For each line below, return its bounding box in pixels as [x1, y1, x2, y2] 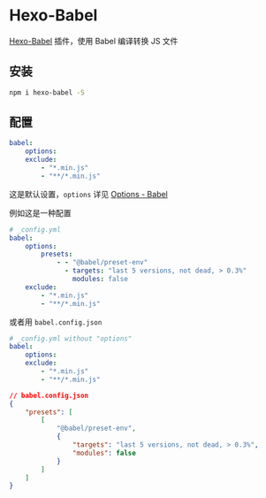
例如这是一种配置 [9, 207, 72, 218]
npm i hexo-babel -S [9, 88, 86, 97]
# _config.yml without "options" [9, 333, 133, 343]
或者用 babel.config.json [9, 316, 103, 327]
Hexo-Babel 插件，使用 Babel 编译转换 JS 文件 [9, 35, 179, 46]
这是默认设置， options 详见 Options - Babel [9, 188, 168, 199]
